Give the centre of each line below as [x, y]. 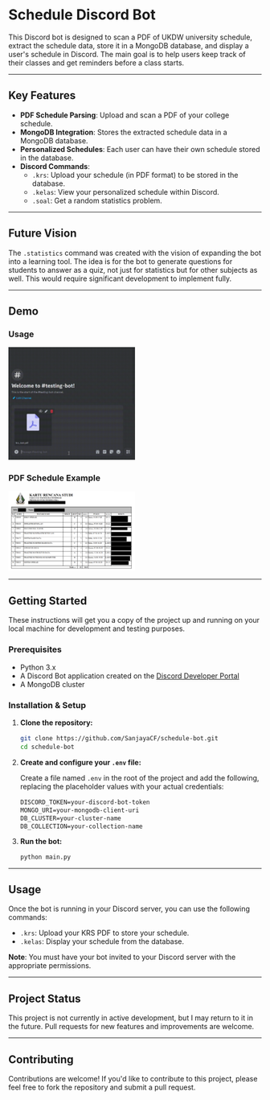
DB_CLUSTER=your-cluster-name [71, 818]
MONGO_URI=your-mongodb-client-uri [80, 810]
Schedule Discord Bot [82, 15]
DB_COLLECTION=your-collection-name [81, 826]
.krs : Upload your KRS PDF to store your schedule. [104, 933]
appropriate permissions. [50, 966]
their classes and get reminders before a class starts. [96, 63]
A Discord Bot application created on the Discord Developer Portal [129, 676]
